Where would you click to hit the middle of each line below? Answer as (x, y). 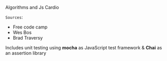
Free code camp (30, 27)
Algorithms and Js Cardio (32, 7)
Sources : (14, 17)
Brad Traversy (28, 38)
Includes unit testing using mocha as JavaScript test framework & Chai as (84, 48)
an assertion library (26, 53)
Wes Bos (22, 32)
